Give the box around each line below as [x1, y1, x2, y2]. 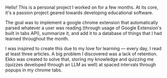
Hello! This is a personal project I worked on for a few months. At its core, [5, 5, 158, 10]
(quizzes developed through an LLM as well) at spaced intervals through [5, 62, 156, 67]
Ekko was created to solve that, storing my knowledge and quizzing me [5, 56, 154, 62]
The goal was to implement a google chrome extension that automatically [5, 20, 158, 25]
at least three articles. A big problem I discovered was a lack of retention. [5, 51, 158, 57]
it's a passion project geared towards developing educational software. [5, 10, 153, 16]
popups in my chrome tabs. [5, 67, 62, 73]
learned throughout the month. [5, 35, 69, 42]
